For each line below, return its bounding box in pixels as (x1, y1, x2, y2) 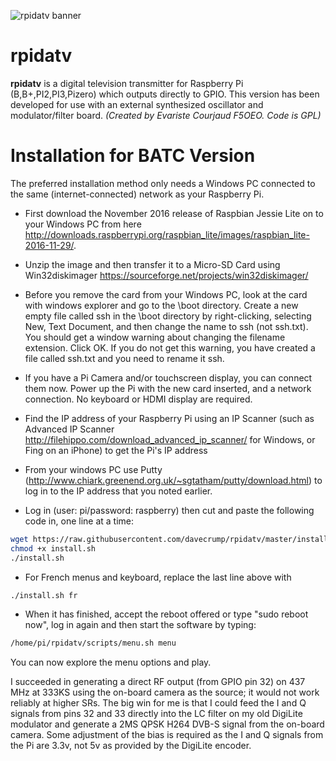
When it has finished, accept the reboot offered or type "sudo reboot (24, 608, 309, 620)
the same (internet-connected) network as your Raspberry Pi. (10, 188, 265, 200)
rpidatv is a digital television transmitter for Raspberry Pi (10, 77, 244, 89)
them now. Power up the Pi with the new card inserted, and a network (24, 382, 312, 394)
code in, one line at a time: (24, 515, 135, 527)
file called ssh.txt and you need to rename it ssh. (24, 352, 225, 364)
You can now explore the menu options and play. (10, 656, 212, 669)
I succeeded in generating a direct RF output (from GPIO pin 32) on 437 (10, 676, 306, 688)
